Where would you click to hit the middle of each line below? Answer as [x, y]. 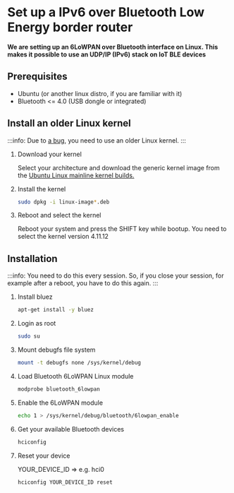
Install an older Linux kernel [69, 123]
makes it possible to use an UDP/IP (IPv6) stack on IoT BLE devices [107, 54]
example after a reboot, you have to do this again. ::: [83, 283]
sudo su [29, 336]
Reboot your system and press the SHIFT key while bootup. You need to [122, 229]
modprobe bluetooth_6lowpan [58, 389]
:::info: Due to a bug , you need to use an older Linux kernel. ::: [97, 140]
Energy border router [70, 27]
